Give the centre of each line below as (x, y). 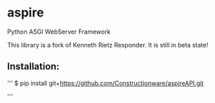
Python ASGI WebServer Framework (59, 32)
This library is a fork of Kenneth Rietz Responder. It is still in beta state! (108, 45)
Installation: (34, 67)
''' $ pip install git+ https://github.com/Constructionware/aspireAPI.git (105, 83)
